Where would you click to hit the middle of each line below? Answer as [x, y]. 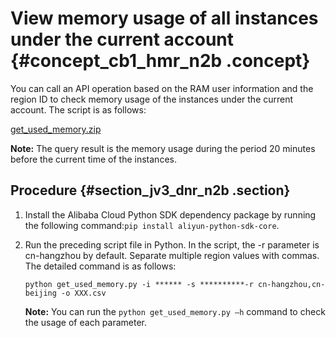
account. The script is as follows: [78, 109]
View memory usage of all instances [164, 18]
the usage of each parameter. [86, 322]
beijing [40, 293]
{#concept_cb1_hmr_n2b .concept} [160, 61]
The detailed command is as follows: [100, 266]
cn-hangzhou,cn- [292, 284]
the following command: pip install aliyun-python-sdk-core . [152, 225]
